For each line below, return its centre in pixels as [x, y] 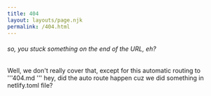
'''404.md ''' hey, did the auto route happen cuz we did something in [105, 78]
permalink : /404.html [39, 26]
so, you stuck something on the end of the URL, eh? [82, 49]
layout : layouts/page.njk [45, 20]
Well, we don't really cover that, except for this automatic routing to [104, 70]
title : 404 [23, 14]
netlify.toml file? [30, 85]
